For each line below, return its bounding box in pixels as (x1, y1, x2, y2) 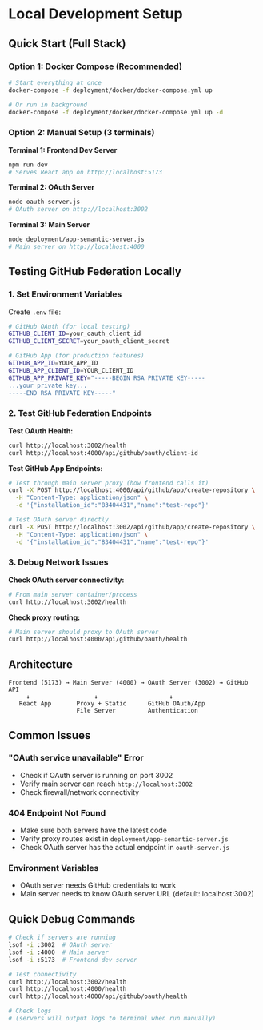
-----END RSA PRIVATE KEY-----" (8, 389, 116, 397)
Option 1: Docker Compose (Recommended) (8, 61, 182, 72)
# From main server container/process (8, 590, 137, 598)
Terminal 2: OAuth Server (8, 182, 94, 192)
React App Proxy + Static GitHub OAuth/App (18, 700, 205, 708)
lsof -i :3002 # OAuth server (8, 941, 113, 949)
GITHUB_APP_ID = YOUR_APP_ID (8, 359, 98, 368)
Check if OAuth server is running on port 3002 (19, 770, 173, 780)
